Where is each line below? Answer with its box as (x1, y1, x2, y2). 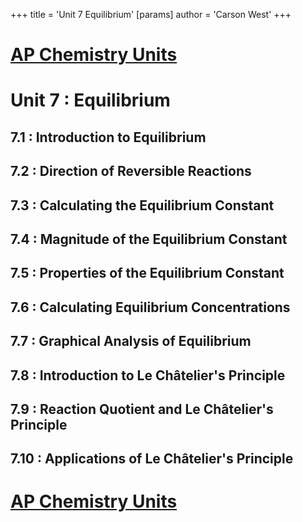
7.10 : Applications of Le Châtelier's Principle (10, 450, 294, 468)
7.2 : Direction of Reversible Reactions (10, 163, 252, 180)
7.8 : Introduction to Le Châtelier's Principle (10, 367, 286, 384)
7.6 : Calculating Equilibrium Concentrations (10, 299, 291, 316)
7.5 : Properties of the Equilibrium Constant (10, 265, 285, 282)
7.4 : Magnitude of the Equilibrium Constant (10, 230, 288, 248)
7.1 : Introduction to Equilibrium (10, 129, 207, 146)
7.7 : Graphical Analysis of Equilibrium (10, 333, 252, 350)
